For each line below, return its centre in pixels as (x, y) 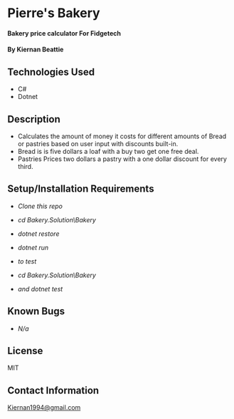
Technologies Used (51, 72)
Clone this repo (40, 206)
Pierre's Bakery (54, 13)
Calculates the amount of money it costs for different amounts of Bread (122, 136)
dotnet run (33, 247)
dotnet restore (38, 234)
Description (34, 119)
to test (27, 261)
